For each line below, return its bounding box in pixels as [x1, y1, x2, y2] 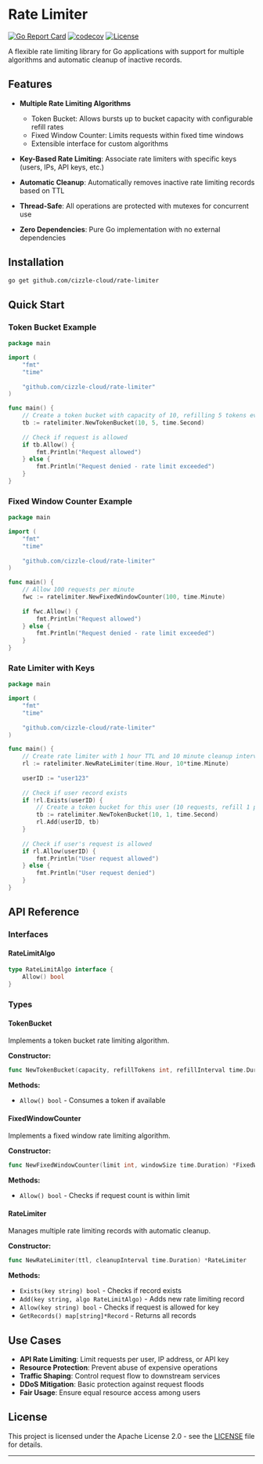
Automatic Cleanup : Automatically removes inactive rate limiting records [19, 177, 255, 187]
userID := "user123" [22, 774, 89, 782]
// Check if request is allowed [22, 433, 128, 441]
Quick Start [8, 298, 65, 311]
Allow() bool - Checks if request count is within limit [19, 1191, 190, 1200]
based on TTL [19, 186, 65, 195]
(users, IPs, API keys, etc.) [19, 162, 104, 172]
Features [8, 78, 52, 91]
